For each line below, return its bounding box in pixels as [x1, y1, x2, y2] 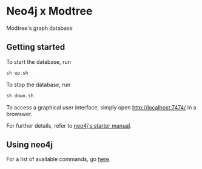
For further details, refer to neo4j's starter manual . [6, 122, 132, 129]
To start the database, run [6, 58, 71, 65]
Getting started [6, 42, 66, 52]
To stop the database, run [6, 81, 71, 88]
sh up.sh [6, 70, 29, 76]
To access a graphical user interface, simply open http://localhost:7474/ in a [6, 103, 197, 111]
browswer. [6, 110, 33, 117]
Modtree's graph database [6, 24, 73, 32]
